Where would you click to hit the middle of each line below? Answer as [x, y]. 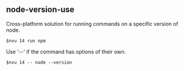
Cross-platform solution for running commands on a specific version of [92, 23]
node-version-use [40, 10]
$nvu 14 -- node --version [39, 62]
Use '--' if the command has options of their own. [66, 52]
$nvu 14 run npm [26, 40]
